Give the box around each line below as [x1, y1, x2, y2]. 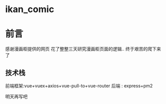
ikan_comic [5, 4, 55, 15]
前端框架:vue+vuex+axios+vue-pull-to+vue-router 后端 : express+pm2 [5, 82, 153, 89]
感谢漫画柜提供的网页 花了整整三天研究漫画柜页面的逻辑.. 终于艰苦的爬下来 [5, 46, 161, 52]
